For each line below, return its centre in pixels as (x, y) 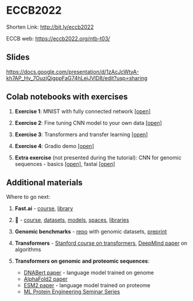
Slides (18, 57)
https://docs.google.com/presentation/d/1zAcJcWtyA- (73, 72)
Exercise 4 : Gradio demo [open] (54, 146)
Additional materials (44, 182)
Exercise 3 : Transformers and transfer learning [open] (81, 134)
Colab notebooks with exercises (67, 97)
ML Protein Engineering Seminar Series (72, 292)
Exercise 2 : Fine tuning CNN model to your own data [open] (88, 122)
